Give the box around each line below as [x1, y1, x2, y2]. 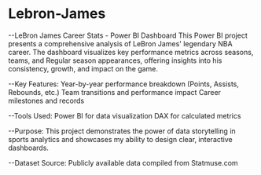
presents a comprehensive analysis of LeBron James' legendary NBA [8, 38, 233, 48]
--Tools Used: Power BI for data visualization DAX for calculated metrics [8, 111, 241, 120]
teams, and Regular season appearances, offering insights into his [8, 56, 222, 65]
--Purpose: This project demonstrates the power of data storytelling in [8, 126, 236, 136]
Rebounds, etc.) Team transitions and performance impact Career [8, 87, 222, 97]
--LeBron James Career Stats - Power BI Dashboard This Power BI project [8, 31, 248, 40]
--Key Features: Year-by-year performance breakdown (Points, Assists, [8, 79, 240, 89]
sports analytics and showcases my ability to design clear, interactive [8, 134, 233, 144]
